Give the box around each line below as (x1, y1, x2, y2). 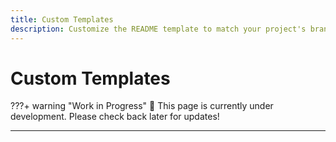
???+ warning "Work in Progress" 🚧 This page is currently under (10, 100, 274, 112)
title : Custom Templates (10, 14, 114, 25)
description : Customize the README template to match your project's (10, 24, 307, 34)
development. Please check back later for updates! (10, 111, 220, 123)
